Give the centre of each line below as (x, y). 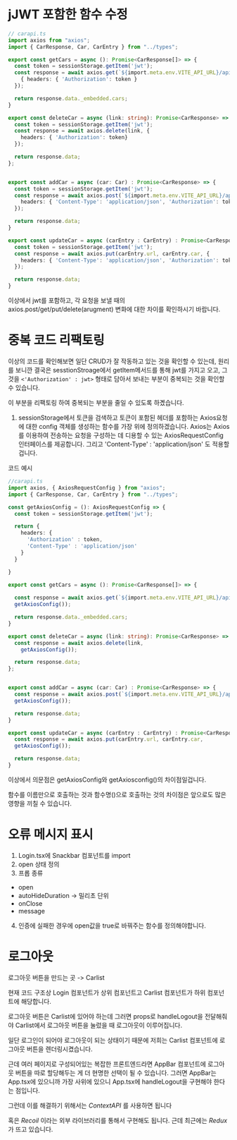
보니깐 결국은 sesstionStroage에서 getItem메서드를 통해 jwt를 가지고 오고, (118, 370)
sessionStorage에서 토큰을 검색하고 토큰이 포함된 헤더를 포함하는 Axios (117, 418)
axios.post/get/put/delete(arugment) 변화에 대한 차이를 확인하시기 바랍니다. (114, 309)
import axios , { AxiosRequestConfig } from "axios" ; (87, 487)
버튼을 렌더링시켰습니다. (60, 1049)
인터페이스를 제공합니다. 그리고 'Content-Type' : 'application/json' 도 (114, 444)
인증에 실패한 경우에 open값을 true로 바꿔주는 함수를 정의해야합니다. (112, 926)
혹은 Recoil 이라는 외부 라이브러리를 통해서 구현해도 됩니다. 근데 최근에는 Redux (118, 1120)
